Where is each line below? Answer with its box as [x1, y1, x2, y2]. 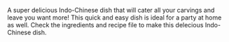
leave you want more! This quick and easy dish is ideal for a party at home [7, 13, 222, 22]
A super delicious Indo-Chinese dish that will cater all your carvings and [7, 6, 215, 14]
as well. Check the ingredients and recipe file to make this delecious [7, 21, 204, 29]
